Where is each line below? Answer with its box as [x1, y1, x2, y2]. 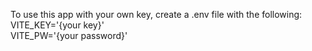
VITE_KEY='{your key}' [10, 19, 105, 31]
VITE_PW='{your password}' [10, 30, 128, 41]
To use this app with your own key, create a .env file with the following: [10, 9, 303, 20]
